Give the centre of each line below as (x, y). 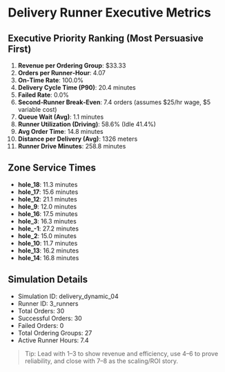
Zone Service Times (52, 168)
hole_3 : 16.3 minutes (47, 221)
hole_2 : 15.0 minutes (47, 235)
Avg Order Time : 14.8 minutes (60, 131)
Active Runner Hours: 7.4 (53, 340)
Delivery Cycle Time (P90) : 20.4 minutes (77, 87)
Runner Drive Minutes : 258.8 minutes (72, 146)
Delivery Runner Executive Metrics (109, 13)
